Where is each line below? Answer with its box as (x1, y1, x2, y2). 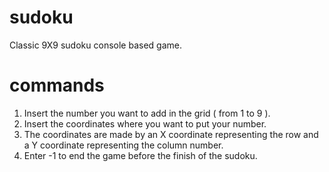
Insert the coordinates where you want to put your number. (23, 117, 267, 130)
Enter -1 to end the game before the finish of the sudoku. (23, 149, 258, 161)
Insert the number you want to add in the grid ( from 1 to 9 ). (23, 107, 271, 119)
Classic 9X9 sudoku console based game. (9, 39, 182, 51)
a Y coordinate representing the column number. (23, 139, 224, 151)
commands (9, 74, 105, 97)
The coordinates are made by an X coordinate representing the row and (23, 128, 319, 140)
